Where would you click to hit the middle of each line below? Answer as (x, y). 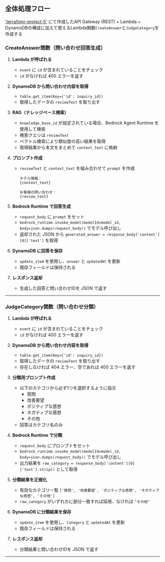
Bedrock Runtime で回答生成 (41, 206)
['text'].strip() (37, 470)
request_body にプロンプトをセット (55, 446)
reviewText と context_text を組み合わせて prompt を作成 (77, 168)
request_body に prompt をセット (52, 217)
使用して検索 (32, 129)
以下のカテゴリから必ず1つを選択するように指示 (68, 388)
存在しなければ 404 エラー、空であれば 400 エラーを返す (78, 367)
